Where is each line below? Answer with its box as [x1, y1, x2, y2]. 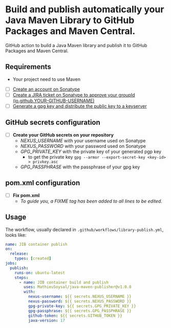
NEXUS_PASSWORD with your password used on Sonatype [20, 143, 146, 149]
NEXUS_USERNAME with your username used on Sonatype [20, 137, 146, 144]
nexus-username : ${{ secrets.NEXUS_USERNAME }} [28, 294, 132, 299]
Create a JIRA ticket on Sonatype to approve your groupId [12, 92, 135, 98]
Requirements [5, 62, 51, 71]
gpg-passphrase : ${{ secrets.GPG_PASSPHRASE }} [28, 308, 132, 313]
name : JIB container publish [5, 242, 68, 247]
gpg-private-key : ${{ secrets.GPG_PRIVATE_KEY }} [28, 303, 137, 309]
